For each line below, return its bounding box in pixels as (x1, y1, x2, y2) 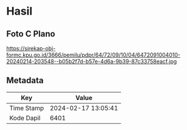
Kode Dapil (9, 114, 41, 122)
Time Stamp (9, 104, 44, 112)
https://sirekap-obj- (6, 45, 56, 52)
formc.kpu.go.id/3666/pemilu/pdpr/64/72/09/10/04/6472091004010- (6, 51, 181, 59)
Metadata (6, 75, 44, 86)
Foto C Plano (6, 29, 55, 39)
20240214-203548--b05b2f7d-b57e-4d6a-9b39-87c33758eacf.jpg (6, 58, 177, 65)
